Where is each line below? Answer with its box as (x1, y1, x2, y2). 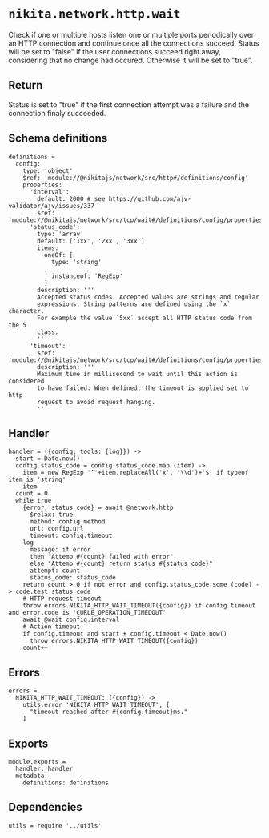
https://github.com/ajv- (108, 194, 192, 202)
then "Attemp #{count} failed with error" (29, 553, 174, 561)
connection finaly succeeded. (8, 108, 106, 118)
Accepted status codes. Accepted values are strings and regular (37, 293, 260, 301)
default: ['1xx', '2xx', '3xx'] (37, 237, 146, 245)
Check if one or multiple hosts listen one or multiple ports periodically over (8, 30, 255, 39)
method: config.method (29, 518, 106, 526)
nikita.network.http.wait (8, 6, 181, 22)
